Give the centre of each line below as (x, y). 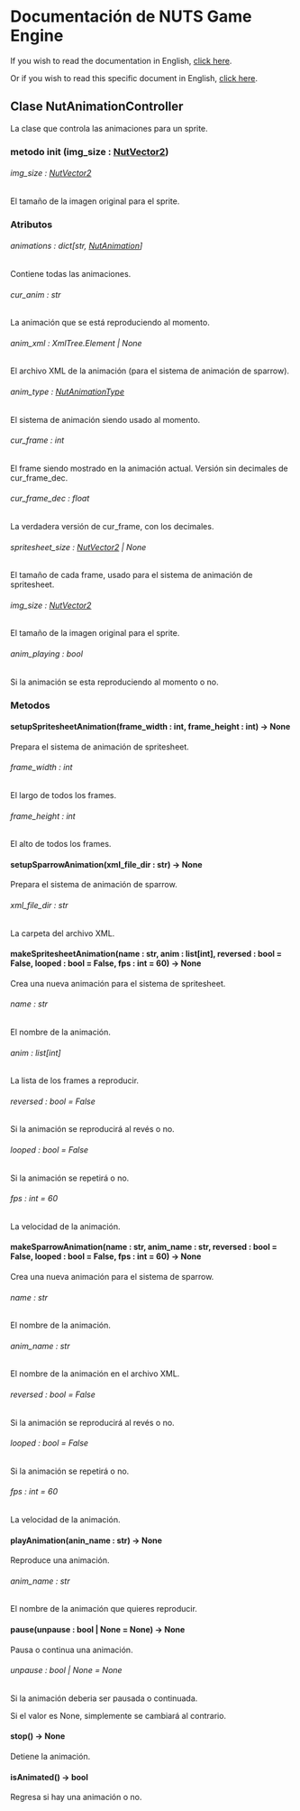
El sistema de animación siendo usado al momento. (105, 419)
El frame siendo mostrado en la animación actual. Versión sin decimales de (149, 468)
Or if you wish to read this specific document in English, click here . (134, 78)
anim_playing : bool (47, 654)
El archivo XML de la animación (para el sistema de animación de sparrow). (150, 371)
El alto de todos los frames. (61, 844)
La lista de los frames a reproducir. (74, 1080)
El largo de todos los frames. (64, 795)
